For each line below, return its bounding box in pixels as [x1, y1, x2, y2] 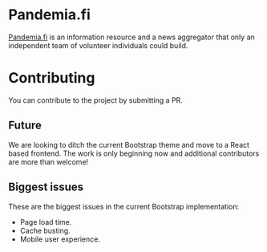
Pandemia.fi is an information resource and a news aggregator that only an [8, 32, 255, 42]
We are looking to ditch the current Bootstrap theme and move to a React [8, 140, 250, 149]
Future [8, 119, 42, 132]
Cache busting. [19, 226, 71, 235]
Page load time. [19, 217, 72, 226]
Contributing [8, 69, 95, 87]
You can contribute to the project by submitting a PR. [8, 95, 183, 105]
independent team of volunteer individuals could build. [8, 40, 188, 50]
